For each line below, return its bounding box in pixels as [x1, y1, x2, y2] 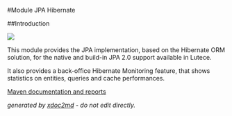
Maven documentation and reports [7, 88, 106, 96]
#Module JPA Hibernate [7, 6, 76, 14]
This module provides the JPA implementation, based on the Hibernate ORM [7, 46, 226, 54]
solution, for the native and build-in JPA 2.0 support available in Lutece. [7, 53, 212, 61]
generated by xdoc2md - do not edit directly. [7, 101, 135, 109]
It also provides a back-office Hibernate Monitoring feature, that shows [7, 67, 210, 75]
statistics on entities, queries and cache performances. [7, 74, 165, 82]
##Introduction [7, 19, 50, 27]
